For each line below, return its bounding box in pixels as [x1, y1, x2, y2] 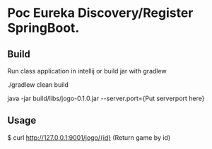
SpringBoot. [7, 20, 80, 36]
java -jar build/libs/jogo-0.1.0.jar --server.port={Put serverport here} [7, 94, 205, 102]
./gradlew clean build [7, 81, 69, 89]
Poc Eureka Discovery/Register [7, 5, 194, 21]
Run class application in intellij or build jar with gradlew [7, 67, 167, 75]
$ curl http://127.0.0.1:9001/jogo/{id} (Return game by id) [7, 133, 171, 142]
